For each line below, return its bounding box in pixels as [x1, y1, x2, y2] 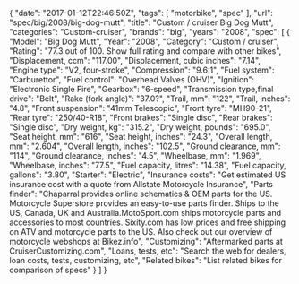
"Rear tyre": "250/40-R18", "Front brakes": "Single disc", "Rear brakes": [9, 112, 273, 123]
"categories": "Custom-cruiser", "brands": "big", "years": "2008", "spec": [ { [9, 27, 291, 37]
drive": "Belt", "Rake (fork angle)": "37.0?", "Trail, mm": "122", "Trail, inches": [9, 93, 291, 104]
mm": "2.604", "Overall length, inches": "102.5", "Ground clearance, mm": [9, 141, 281, 151]
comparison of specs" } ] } [9, 264, 107, 275]
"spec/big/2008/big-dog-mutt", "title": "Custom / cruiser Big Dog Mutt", [9, 17, 274, 28]
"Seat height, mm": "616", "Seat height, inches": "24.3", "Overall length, [9, 132, 273, 142]
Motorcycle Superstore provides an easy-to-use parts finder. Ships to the [9, 198, 279, 209]
